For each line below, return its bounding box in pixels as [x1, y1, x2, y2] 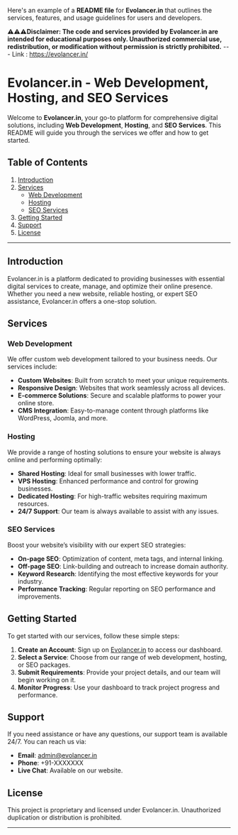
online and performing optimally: [7, 455, 103, 464]
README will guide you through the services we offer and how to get [7, 128, 209, 137]
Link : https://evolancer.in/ [11, 50, 89, 58]
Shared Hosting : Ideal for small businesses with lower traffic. [17, 469, 197, 478]
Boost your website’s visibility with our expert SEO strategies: [7, 540, 186, 549]
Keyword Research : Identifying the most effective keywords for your [17, 569, 219, 578]
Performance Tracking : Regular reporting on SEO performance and [17, 584, 216, 593]
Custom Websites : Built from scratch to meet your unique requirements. [17, 376, 229, 385]
